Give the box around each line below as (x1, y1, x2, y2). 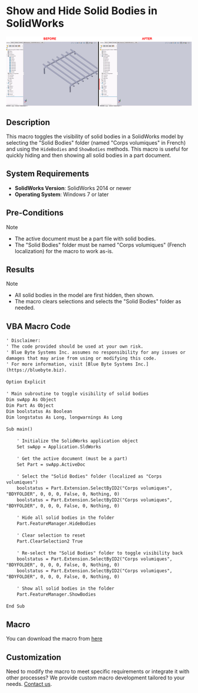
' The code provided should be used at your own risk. (6, 344, 144, 349)
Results (6, 264, 35, 275)
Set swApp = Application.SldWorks (16, 444, 101, 450)
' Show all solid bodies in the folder (16, 586, 115, 591)
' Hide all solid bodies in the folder (16, 515, 115, 521)
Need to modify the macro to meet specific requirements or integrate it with (6, 668, 190, 675)
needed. (14, 304, 35, 311)
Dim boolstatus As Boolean (6, 408, 72, 414)
